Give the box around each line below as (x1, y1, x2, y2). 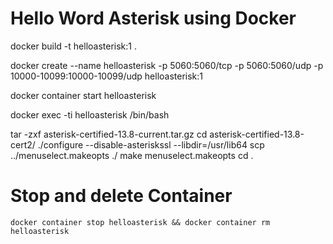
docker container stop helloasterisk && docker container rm (10, 217, 271, 227)
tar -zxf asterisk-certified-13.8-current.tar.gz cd (10, 128, 208, 140)
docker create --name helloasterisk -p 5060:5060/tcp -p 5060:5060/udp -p (10, 59, 324, 71)
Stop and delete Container (10, 185, 233, 207)
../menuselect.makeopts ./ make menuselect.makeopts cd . (10, 149, 254, 161)
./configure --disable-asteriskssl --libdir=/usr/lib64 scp (37, 138, 265, 151)
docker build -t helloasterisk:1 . (10, 40, 137, 52)
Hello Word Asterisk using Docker (10, 7, 297, 30)
